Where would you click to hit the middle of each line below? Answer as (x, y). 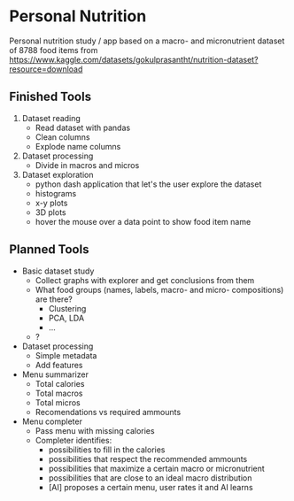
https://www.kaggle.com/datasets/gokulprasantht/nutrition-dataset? (134, 59)
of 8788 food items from (54, 50)
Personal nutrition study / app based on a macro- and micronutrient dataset (147, 41)
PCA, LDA (66, 318)
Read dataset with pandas (83, 127)
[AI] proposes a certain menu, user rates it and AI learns (151, 487)
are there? (54, 299)
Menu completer (52, 421)
